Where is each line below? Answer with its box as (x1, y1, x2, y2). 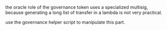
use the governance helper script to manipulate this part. (5, 19, 126, 25)
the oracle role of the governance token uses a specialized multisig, (5, 4, 149, 10)
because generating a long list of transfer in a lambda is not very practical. (5, 9, 162, 15)
